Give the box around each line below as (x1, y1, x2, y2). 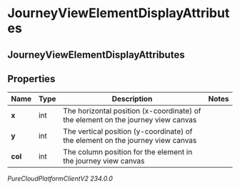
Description (111, 94, 153, 104)
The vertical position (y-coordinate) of (63, 126, 193, 136)
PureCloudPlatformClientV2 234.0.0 (7, 174, 113, 183)
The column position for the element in (63, 147, 193, 157)
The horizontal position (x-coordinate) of (63, 106, 201, 116)
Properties (7, 73, 56, 85)
